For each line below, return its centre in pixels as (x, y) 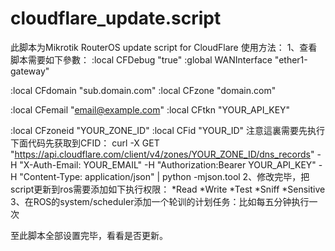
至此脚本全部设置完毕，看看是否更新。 (89, 235)
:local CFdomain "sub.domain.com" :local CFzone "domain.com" (143, 90)
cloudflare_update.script (116, 18)
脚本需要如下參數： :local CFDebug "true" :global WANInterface (141, 59)
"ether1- (291, 59)
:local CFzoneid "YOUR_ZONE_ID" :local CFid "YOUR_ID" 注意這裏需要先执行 (168, 130)
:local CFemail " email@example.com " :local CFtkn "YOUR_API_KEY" (150, 109)
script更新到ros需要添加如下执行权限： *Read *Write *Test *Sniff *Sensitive (168, 189)
